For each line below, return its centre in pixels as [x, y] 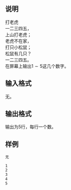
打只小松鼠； [18, 47]
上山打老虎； [18, 35]
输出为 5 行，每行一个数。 [31, 127]
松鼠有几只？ [18, 53]
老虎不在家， [18, 41]
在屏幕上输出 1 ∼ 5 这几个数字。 [37, 66]
